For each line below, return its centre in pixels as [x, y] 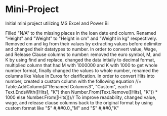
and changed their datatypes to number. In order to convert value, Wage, [81, 49]
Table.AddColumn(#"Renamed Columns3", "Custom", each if [69, 86]
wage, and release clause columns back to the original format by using [79, 102]
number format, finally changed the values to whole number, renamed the [82, 70]
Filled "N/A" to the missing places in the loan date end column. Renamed [81, 33]
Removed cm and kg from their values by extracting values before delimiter [83, 43]
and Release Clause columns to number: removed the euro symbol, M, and [83, 54]
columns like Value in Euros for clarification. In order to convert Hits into [80, 76]
